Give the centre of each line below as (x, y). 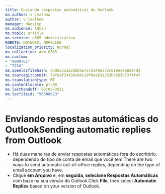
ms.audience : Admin (26, 29)
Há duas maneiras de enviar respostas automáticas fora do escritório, (85, 154)
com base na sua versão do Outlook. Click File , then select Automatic (85, 181)
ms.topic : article (24, 33)
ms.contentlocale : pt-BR (31, 84)
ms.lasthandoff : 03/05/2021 (35, 89)
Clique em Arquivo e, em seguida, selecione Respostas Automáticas (85, 175)
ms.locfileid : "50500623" (32, 94)
